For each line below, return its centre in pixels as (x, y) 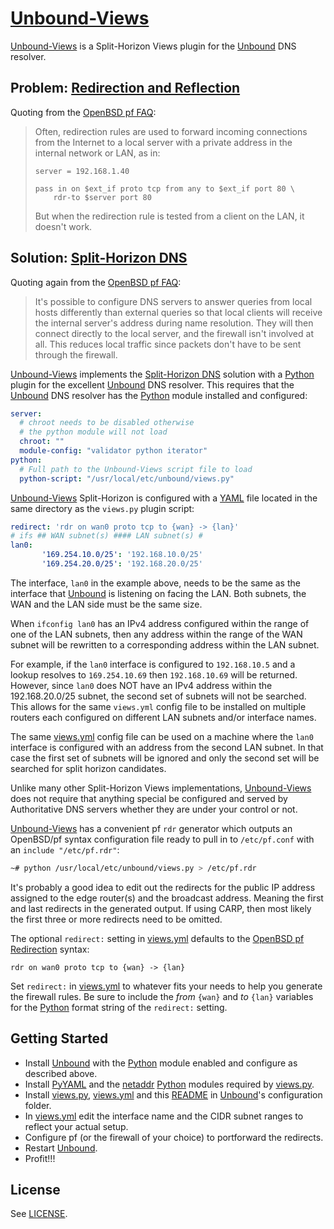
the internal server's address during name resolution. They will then (174, 323)
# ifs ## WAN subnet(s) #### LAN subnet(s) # (106, 536)
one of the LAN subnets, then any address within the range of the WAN (156, 634)
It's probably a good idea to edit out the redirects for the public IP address (163, 887)
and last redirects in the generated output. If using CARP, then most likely (161, 908)
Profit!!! (40, 1158)
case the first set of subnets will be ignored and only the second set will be (165, 758)
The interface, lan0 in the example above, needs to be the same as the (155, 583)
